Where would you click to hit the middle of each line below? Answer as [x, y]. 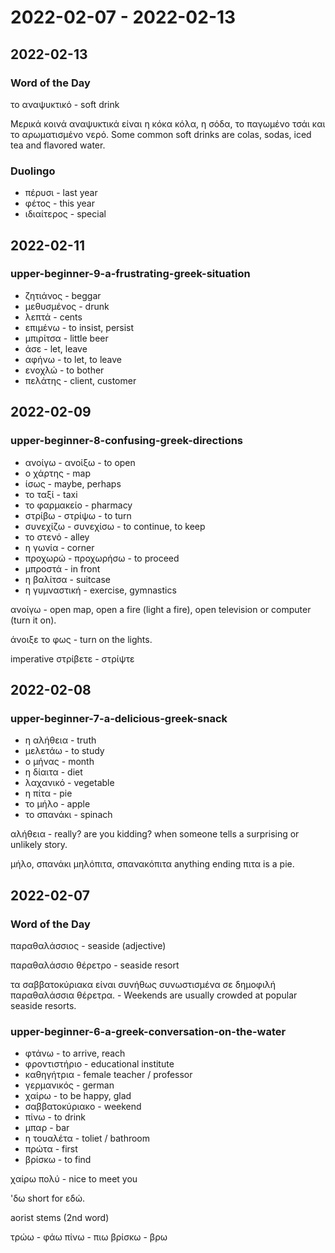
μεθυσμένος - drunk [67, 306]
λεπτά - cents [53, 317]
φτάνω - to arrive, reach [75, 1053]
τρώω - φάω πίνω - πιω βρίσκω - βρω [89, 1237]
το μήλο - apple [57, 804]
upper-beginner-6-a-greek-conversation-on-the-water [148, 1031]
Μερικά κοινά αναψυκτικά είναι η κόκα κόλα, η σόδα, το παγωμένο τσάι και [168, 123]
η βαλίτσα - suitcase [67, 579]
